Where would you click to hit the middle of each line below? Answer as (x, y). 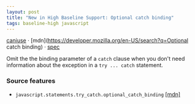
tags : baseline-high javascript (48, 23)
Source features (31, 81)
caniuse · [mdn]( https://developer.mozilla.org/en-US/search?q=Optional (97, 41)
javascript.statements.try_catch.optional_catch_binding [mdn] (98, 94)
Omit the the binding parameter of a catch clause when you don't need (96, 59)
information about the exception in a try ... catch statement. (85, 65)
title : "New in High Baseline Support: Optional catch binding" (90, 18)
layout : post (23, 12)
